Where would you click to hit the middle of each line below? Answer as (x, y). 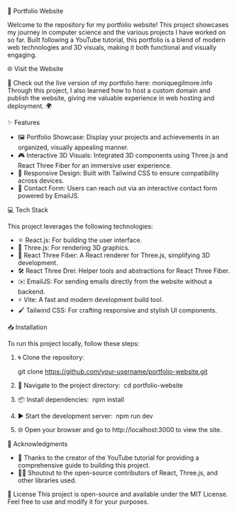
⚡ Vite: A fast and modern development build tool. (90, 299)
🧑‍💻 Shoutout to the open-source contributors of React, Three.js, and (117, 473)
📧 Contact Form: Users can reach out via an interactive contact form (117, 188)
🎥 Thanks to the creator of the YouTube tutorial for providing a (108, 458)
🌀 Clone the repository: (51, 357)
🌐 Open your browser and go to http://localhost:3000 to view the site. (120, 430)
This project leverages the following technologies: (80, 226)
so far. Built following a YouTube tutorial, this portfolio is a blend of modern (116, 40)
